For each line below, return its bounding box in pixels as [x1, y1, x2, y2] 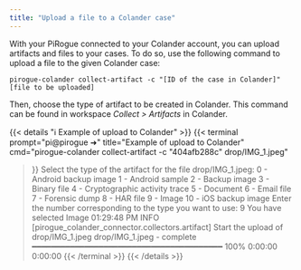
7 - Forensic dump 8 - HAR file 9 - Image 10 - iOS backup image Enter [31, 192, 292, 204]
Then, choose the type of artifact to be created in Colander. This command [9, 99, 289, 110]
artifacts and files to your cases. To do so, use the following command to [9, 47, 280, 59]
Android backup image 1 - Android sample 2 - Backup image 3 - [31, 173, 269, 184]
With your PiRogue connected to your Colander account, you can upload [9, 38, 280, 49]
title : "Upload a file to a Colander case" [9, 13, 176, 23]
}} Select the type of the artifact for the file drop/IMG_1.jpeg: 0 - [31, 164, 268, 175]
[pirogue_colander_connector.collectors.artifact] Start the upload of [31, 221, 284, 232]
